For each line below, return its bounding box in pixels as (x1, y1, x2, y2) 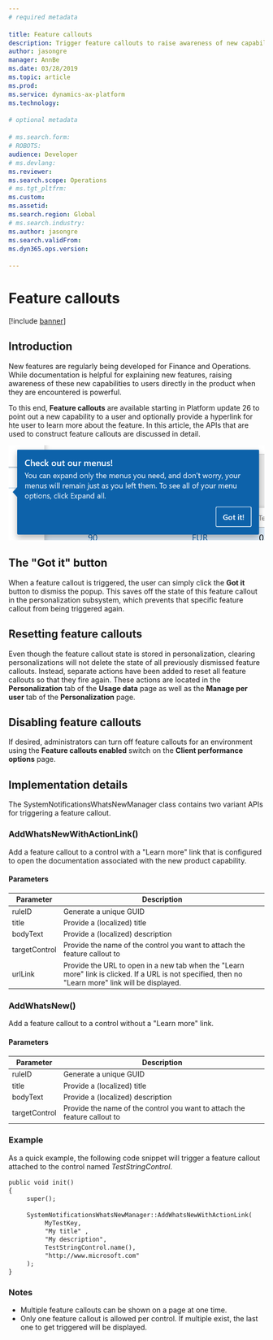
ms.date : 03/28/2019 (8, 65, 79, 73)
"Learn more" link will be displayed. (63, 977, 181, 987)
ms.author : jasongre (8, 228, 79, 236)
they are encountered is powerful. (8, 387, 122, 397)
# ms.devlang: (8, 159, 57, 167)
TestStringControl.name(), (44, 1243, 136, 1251)
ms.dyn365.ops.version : (8, 245, 89, 253)
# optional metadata (8, 116, 79, 124)
